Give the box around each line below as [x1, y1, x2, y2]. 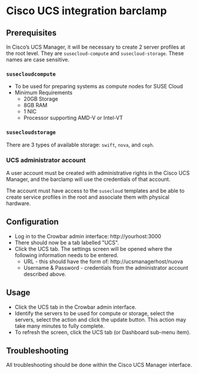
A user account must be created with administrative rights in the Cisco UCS [6, 169, 190, 176]
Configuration [6, 217, 59, 227]
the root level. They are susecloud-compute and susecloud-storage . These [6, 50, 184, 57]
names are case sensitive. [6, 56, 70, 63]
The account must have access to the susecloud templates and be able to [6, 187, 185, 194]
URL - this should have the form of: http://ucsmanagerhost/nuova [23, 258, 183, 265]
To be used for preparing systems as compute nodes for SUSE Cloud [14, 83, 183, 90]
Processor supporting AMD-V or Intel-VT [23, 114, 123, 122]
